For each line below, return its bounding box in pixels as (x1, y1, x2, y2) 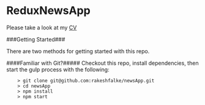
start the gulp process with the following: (6, 65, 110, 73)
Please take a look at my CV (6, 24, 77, 31)
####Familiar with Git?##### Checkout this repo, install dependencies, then (6, 59, 199, 67)
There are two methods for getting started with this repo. (6, 47, 150, 55)
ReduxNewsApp (6, 4, 91, 18)
